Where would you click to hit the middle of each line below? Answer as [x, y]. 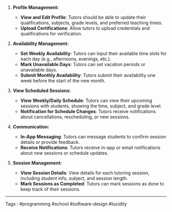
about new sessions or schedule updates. [64, 153]
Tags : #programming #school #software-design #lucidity [66, 204]
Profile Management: [36, 7]
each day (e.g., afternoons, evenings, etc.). [66, 59]
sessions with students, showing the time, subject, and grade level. [91, 106]
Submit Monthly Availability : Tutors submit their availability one [88, 75]
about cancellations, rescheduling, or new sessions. [75, 117]
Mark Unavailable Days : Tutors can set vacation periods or [83, 64]
